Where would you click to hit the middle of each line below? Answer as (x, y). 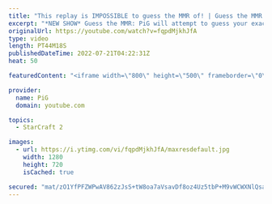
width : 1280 (43, 157)
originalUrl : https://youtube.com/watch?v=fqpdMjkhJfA (103, 31)
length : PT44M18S (38, 46)
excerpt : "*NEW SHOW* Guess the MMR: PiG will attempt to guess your (128, 23)
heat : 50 (23, 62)
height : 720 (43, 164)
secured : (23, 187)
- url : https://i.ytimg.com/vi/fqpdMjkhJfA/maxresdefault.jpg (123, 150)
